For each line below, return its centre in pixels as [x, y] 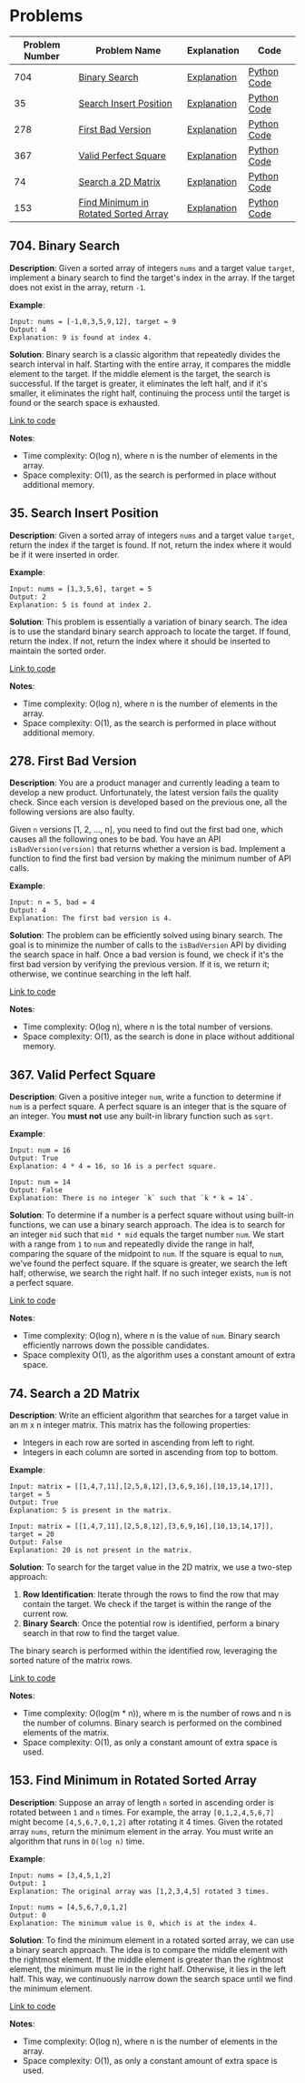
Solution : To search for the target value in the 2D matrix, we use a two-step [151, 1567]
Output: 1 [28, 1883]
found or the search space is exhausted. [85, 402]
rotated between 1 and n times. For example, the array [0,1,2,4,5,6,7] [142, 1812]
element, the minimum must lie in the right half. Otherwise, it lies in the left [148, 1969]
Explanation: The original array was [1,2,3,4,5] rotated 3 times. [140, 1891]
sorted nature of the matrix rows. [71, 1660]
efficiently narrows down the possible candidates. [116, 1345]
